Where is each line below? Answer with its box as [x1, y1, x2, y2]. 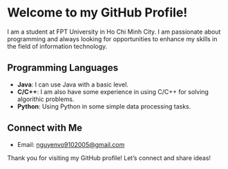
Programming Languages [7, 62, 119, 74]
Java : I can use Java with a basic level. [17, 80, 129, 89]
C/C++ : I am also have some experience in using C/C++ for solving [17, 87, 209, 95]
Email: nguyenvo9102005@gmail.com [17, 140, 125, 148]
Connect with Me [7, 122, 83, 134]
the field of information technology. [7, 42, 108, 50]
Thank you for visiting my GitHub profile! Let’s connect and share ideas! [7, 153, 211, 162]
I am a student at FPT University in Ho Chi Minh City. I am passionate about [7, 27, 221, 36]
